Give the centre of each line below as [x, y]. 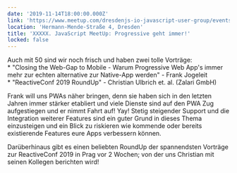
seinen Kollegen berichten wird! [53, 162]
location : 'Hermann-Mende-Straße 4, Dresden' [75, 27]
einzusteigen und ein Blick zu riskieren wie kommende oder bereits [105, 126]
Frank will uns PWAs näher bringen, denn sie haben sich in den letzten [110, 96]
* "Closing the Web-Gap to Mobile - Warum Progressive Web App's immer [115, 68]
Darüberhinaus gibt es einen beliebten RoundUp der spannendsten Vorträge [118, 147]
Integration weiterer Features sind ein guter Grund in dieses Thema [105, 118]
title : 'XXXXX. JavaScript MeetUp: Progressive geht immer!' [99, 33]
